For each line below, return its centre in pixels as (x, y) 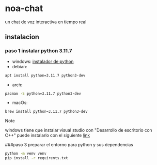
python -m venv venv (26, 154)
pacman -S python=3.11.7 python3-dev (43, 93)
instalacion (22, 37)
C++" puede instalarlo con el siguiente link (47, 135)
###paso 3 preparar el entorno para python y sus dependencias (69, 145)
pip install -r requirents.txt (37, 158)
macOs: (20, 103)
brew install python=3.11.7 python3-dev (47, 112)
